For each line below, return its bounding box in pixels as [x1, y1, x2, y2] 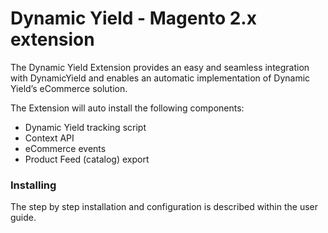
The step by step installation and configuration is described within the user [10, 201, 319, 213]
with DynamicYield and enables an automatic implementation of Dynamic [10, 72, 311, 84]
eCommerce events [24, 142, 107, 154]
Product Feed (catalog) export [24, 153, 150, 165]
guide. [10, 212, 37, 224]
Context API [24, 132, 75, 144]
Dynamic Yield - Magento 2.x [10, 7, 257, 30]
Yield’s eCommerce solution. [10, 82, 128, 94]
